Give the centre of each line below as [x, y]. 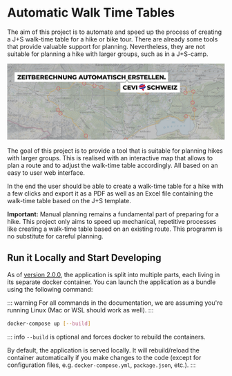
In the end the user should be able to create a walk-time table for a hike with [116, 186]
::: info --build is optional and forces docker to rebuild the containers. [106, 337]
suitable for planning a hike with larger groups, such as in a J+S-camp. [108, 54]
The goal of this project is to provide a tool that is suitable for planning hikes [115, 151]
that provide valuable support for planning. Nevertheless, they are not [106, 46]
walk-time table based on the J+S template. [69, 200]
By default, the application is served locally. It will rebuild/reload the [104, 350]
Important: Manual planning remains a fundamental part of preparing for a [113, 214]
